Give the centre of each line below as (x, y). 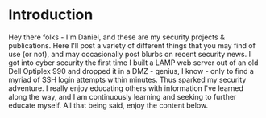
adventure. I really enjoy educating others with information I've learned (126, 88)
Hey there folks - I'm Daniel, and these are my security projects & (117, 37)
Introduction (51, 15)
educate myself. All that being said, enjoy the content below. (108, 105)
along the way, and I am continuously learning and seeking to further (123, 96)
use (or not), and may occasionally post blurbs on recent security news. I (130, 54)
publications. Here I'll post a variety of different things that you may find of (132, 45)
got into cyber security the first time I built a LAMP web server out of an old (133, 63)
